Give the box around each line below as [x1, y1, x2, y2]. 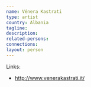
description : [6, 31, 38, 36]
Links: [6, 63, 21, 70]
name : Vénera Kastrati [6, 8, 62, 15]
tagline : [6, 25, 28, 31]
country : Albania [6, 19, 49, 25]
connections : [6, 42, 38, 48]
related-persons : [6, 36, 49, 42]
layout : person [6, 47, 44, 53]
